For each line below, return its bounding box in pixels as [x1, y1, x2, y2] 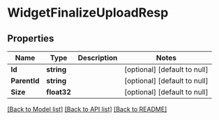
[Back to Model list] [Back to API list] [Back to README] [7, 105, 167, 113]
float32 [46, 87, 72, 96]
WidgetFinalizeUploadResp [7, 5, 169, 21]
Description [77, 53, 118, 62]
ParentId [10, 76, 40, 85]
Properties [7, 33, 54, 44]
